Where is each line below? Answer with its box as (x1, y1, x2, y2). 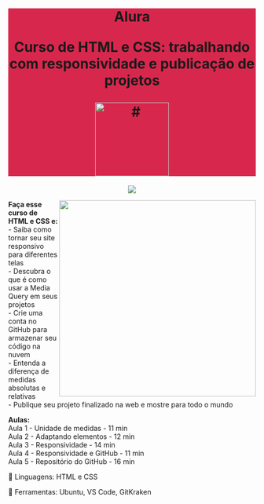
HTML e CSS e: (8, 216, 58, 225)
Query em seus (8, 291, 58, 301)
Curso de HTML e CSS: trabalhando (13, 38, 251, 57)
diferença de (8, 366, 49, 376)
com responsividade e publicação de (9, 55, 255, 73)
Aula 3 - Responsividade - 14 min (8, 440, 115, 449)
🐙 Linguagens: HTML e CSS (8, 472, 98, 481)
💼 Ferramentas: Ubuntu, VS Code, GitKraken (8, 487, 152, 496)
